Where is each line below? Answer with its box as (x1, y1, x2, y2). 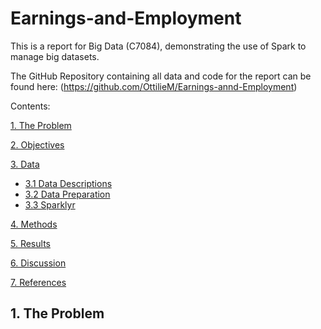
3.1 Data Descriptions (24, 177, 113, 189)
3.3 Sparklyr (24, 198, 76, 211)
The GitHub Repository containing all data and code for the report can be (10, 70, 312, 82)
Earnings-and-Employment (10, 7, 242, 30)
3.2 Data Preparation (24, 188, 111, 200)
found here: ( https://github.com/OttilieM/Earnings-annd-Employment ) (10, 80, 298, 92)
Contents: (10, 100, 51, 112)
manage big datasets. (10, 50, 100, 62)
